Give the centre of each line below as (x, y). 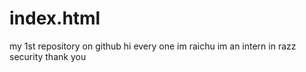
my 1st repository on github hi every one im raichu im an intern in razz (153, 46)
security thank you (48, 56)
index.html (55, 18)
